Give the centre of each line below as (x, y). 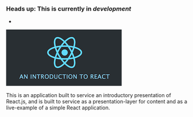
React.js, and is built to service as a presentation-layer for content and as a (97, 102)
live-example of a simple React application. (58, 108)
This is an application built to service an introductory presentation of (89, 95)
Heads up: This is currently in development (69, 9)
